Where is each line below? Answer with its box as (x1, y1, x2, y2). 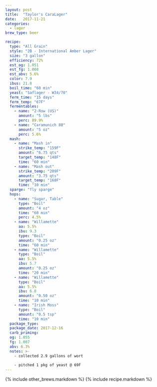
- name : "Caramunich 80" (14, 122, 66, 127)
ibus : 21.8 (9, 81, 32, 86)
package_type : (9, 321, 39, 326)
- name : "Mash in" (14, 141, 52, 146)
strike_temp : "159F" (18, 146, 61, 151)
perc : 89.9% (18, 118, 43, 123)
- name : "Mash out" (14, 164, 55, 169)
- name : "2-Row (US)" (14, 109, 59, 114)
